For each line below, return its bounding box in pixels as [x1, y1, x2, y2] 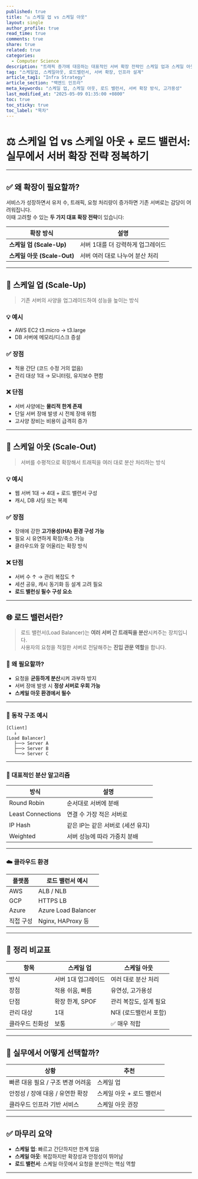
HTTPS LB [38, 896, 67, 904]
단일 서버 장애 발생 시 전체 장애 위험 [14, 410, 97, 417]
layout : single [6, 19, 44, 25]
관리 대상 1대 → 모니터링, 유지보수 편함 [14, 372, 104, 379]
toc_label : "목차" [6, 108, 49, 113]
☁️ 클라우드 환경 [6, 858, 49, 866]
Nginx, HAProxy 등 [38, 917, 90, 925]
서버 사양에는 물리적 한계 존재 [14, 402, 82, 409]
